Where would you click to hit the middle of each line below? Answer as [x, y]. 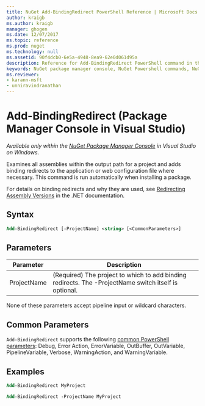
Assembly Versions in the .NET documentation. [66, 195]
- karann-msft [24, 80]
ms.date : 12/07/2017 [33, 35]
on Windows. [23, 152]
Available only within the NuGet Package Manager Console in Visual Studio [101, 146]
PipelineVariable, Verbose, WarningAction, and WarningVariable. [87, 352]
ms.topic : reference [33, 40]
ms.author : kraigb [30, 23]
